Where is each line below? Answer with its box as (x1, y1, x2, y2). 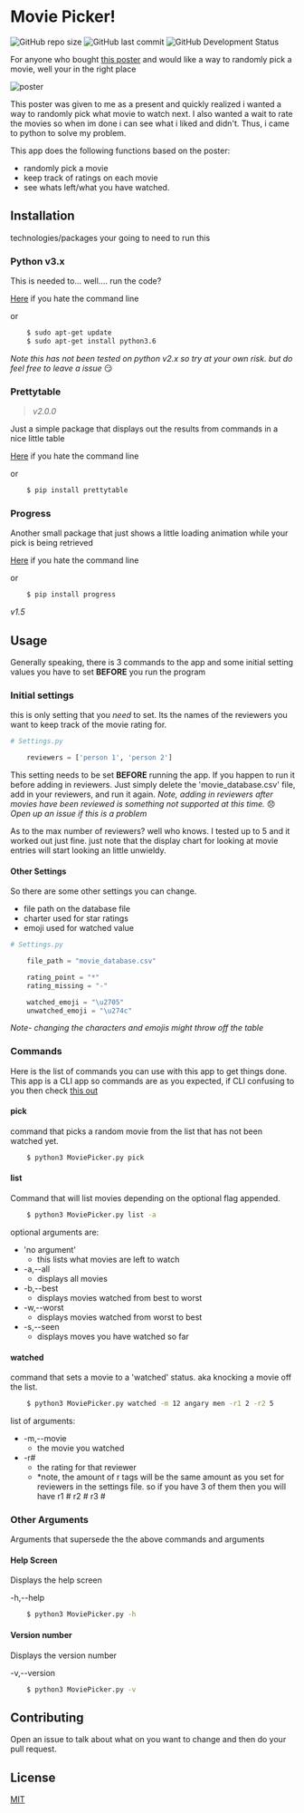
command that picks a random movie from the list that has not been (10, 1126, 263, 1137)
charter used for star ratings (23, 913, 129, 924)
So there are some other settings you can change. (10, 886, 197, 897)
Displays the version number (10, 1650, 117, 1661)
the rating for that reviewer (36, 1461, 137, 1472)
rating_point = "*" (26, 973, 100, 982)
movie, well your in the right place (10, 63, 137, 74)
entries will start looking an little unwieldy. (10, 845, 166, 856)
